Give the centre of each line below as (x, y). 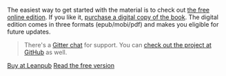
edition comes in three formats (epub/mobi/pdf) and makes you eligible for (113, 24)
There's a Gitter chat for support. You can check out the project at (118, 45)
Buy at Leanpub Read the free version (61, 65)
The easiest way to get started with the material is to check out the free (109, 10)
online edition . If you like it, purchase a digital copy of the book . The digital (113, 17)
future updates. (29, 31)
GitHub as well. (45, 52)
